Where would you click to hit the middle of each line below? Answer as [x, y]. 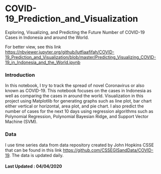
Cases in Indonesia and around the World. [47, 37]
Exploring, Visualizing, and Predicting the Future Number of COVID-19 [75, 32]
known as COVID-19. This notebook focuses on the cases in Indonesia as [78, 91]
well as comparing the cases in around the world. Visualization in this [74, 96]
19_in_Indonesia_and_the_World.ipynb [43, 62]
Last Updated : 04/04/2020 [34, 166]
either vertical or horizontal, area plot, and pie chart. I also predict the [75, 106]
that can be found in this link [34, 150]
